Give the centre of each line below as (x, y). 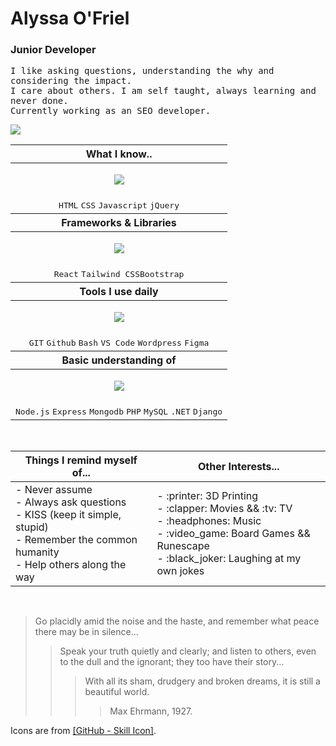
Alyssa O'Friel (70, 18)
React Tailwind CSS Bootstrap (119, 274)
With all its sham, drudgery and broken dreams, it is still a (202, 681)
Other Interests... (239, 467)
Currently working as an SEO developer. (111, 111)
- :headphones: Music (209, 521)
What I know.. (119, 154)
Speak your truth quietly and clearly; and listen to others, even (188, 651)
